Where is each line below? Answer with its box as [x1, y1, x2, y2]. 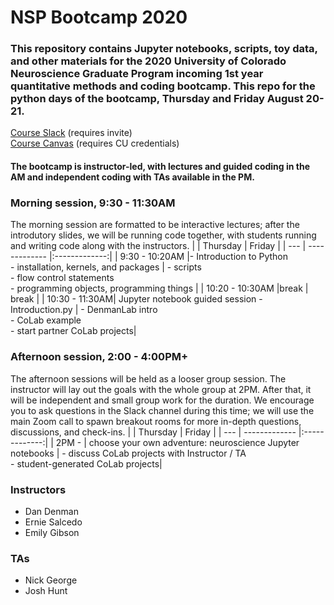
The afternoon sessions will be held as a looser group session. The [10, 372, 287, 385]
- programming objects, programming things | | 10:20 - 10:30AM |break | [10, 282, 309, 295]
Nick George [24, 574, 78, 586]
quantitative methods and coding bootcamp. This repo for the [10, 79, 316, 93]
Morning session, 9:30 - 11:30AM [10, 196, 176, 210]
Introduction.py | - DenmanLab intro [10, 304, 158, 316]
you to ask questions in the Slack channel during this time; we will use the [10, 404, 315, 416]
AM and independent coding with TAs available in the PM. [10, 171, 255, 183]
